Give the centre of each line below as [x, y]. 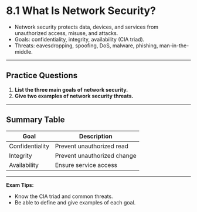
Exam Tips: [20, 185]
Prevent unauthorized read [92, 146]
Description [96, 136]
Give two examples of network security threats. [74, 96]
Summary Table [35, 120]
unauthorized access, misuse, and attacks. [66, 33]
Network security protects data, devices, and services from [86, 27]
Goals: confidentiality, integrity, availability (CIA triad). [79, 39]
